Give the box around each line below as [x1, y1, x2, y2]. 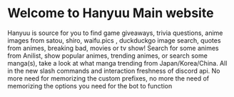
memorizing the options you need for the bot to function [7, 81, 173, 90]
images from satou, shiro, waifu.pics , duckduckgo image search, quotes [7, 36, 221, 44]
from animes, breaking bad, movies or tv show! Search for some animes [7, 44, 219, 52]
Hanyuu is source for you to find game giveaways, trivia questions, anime [7, 29, 223, 37]
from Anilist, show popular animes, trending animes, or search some [7, 51, 208, 60]
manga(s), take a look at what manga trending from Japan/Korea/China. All [7, 58, 228, 67]
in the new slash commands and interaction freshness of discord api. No [7, 66, 220, 75]
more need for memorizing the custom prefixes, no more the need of [7, 73, 209, 83]
